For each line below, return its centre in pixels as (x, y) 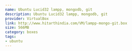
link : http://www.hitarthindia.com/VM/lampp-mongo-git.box (66, 23)
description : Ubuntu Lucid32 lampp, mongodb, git (57, 14)
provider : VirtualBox (27, 18)
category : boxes (21, 32)
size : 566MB (17, 28)
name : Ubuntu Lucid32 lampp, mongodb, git (49, 9)
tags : (10, 37)
